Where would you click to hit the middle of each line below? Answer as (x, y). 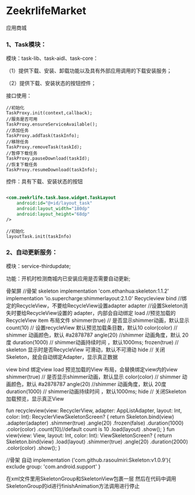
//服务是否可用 (22, 119)
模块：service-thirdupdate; (39, 266)
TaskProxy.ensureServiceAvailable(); (52, 124)
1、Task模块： (26, 44)
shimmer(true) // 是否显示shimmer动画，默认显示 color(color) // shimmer (93, 377)
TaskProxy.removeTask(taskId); (44, 147)
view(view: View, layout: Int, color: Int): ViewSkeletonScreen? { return (89, 435)
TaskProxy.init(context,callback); (49, 113)
